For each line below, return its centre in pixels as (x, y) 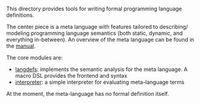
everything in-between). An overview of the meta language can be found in (100, 39)
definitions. (20, 15)
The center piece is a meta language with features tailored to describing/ (97, 27)
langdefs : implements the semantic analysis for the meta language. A (101, 69)
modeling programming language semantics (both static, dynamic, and (95, 33)
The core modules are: (35, 58)
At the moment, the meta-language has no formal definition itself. (88, 94)
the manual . (21, 46)
